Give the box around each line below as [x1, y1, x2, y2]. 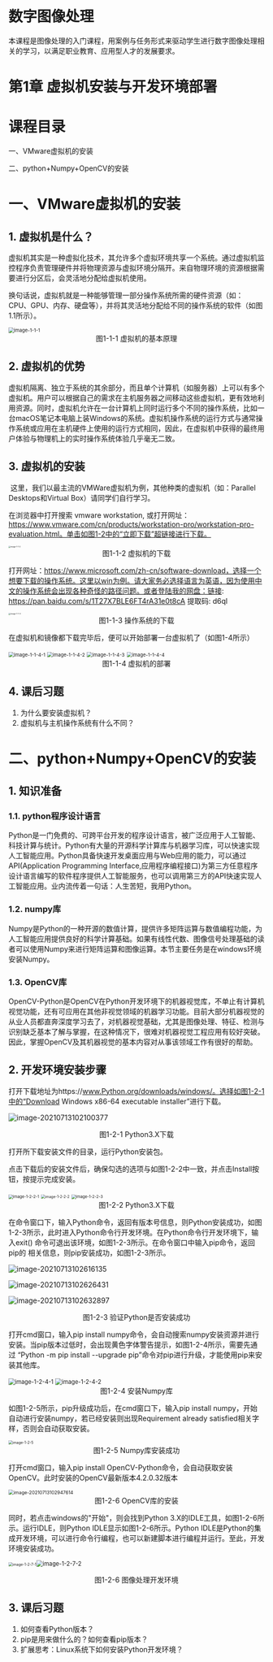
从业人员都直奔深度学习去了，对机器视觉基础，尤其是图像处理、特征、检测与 [8, 1017, 265, 1026]
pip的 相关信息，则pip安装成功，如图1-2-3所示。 [8, 1248, 171, 1257]
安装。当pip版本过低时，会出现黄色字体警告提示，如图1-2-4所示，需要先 [8, 1339, 251, 1349]
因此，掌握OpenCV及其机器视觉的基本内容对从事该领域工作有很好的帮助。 [8, 1037, 258, 1047]
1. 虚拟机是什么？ [8, 229, 94, 244]
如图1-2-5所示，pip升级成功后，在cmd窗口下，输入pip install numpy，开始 [8, 1403, 258, 1412]
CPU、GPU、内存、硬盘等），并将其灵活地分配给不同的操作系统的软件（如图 [8, 301, 263, 310]
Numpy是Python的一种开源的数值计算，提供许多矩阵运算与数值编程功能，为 [8, 923, 262, 933]
